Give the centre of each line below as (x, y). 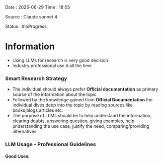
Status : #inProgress (26, 26)
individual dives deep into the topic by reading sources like (73, 105)
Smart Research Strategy (36, 78)
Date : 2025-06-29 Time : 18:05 (38, 7)
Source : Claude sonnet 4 (31, 17)
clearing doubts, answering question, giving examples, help (73, 121)
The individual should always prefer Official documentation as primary (85, 89)
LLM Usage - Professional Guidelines (51, 145)
